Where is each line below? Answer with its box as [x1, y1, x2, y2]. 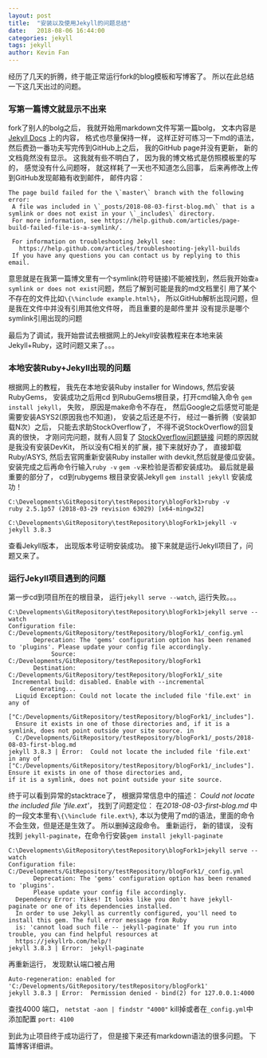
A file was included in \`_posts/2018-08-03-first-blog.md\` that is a [11, 203, 255, 211]
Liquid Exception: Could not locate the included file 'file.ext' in [15, 692, 251, 700]
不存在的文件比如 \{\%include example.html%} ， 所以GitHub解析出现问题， [8, 294, 252, 303]
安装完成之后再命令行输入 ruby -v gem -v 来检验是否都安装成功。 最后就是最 [8, 462, 254, 472]
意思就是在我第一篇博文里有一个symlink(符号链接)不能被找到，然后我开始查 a [8, 274, 259, 283]
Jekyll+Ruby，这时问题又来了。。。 [8, 341, 120, 350]
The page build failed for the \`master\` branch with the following [8, 189, 245, 197]
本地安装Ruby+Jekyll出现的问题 [8, 362, 132, 373]
